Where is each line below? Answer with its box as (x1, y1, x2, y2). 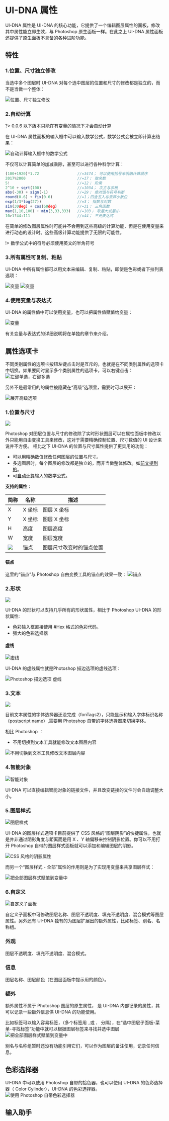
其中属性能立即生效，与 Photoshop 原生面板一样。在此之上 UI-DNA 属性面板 (5, 28, 163, 34)
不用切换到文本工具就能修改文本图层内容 (12, 739, 97, 745)
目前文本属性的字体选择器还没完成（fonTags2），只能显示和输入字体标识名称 (5, 712, 163, 718)
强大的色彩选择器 (12, 630, 48, 636)
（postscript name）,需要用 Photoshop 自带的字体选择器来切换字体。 (5, 718, 149, 724)
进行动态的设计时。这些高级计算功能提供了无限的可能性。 (5, 229, 124, 235)
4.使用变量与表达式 (5, 297, 52, 304)
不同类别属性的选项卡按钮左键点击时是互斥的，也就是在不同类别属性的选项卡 (5, 361, 164, 367)
